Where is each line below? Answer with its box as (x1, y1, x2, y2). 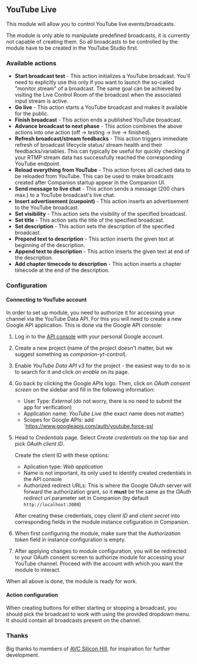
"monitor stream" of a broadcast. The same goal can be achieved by (14, 85, 182, 92)
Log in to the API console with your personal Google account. (14, 333, 164, 340)
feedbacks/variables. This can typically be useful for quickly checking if (14, 147, 190, 155)
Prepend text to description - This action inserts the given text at (14, 235, 174, 242)
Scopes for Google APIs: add (23, 416, 94, 423)
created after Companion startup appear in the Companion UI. (14, 179, 166, 186)
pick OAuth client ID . (14, 441, 65, 448)
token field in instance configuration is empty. (14, 536, 126, 543)
